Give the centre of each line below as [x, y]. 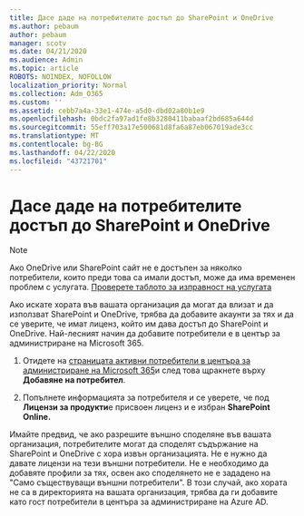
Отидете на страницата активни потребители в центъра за [137, 361]
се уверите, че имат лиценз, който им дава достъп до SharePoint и [139, 324]
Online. [37, 417]
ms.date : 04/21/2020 [49, 52]
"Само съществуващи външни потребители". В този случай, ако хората [148, 482]
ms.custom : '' [36, 102]
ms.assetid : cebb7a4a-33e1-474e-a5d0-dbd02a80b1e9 [107, 111]
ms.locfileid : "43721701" [58, 161]
